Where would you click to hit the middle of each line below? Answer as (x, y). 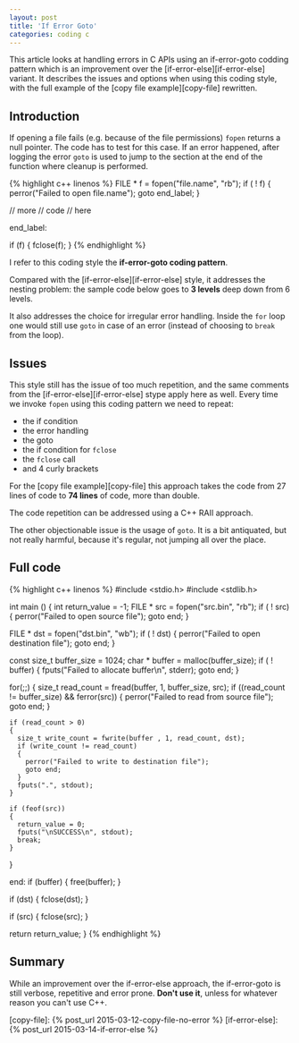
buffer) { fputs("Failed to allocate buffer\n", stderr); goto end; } (124, 670)
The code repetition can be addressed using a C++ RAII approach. (131, 513)
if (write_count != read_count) (78, 746)
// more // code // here (50, 210)
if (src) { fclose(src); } (49, 916)
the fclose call (49, 459)
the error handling (55, 431)
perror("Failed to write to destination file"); (117, 761)
